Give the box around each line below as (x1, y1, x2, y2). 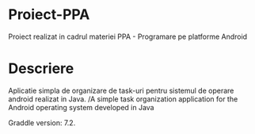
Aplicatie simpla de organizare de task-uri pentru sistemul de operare (8, 86, 234, 95)
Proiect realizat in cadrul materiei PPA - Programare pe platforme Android (8, 32, 248, 41)
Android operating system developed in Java (8, 102, 154, 112)
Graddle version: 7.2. (8, 117, 76, 128)
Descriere (8, 59, 74, 78)
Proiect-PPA (8, 6, 90, 24)
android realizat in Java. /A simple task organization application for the (8, 94, 238, 104)
